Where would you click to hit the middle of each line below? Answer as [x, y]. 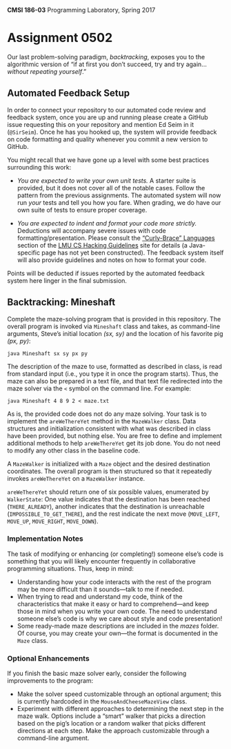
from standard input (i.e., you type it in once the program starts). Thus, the [113, 373]
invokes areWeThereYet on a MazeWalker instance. [76, 478]
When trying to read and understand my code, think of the [100, 597]
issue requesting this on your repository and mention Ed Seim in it [101, 124]
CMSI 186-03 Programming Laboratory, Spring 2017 [81, 10]
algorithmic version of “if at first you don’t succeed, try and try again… [107, 64]
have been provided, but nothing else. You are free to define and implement [114, 436]
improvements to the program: [50, 681]
